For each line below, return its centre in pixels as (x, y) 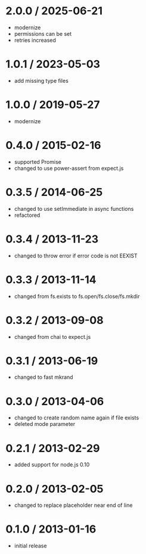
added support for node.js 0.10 (52, 465)
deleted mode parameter (45, 424)
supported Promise (38, 161)
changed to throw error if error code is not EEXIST (76, 256)
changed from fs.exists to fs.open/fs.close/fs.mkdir (77, 296)
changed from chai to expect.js (52, 337)
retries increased (35, 40)
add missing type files (41, 80)
